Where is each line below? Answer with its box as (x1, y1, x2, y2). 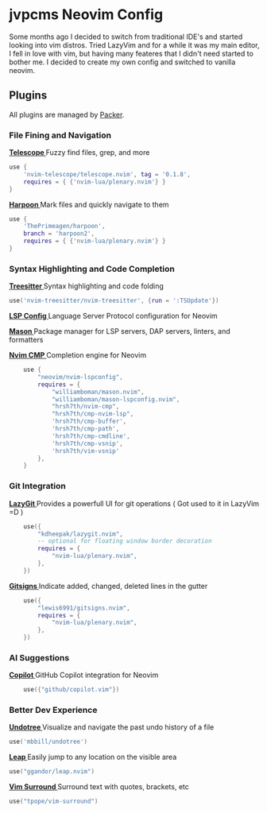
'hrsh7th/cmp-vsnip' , (51, 439, 124, 447)
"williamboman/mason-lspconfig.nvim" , (51, 395, 180, 403)
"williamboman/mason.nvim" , (51, 388, 145, 396)
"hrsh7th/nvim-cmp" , (51, 403, 120, 411)
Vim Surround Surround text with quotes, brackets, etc (9, 782, 190, 792)
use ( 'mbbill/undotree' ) (9, 738, 88, 746)
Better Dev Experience (9, 705, 98, 716)
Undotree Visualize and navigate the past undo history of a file (9, 722, 215, 732)
